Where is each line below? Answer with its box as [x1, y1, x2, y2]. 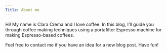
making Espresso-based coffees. [5, 32, 74, 38]
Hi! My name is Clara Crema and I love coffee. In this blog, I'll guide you [5, 21, 154, 27]
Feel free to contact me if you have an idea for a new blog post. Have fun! [5, 41, 159, 48]
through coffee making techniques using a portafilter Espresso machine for [5, 26, 162, 33]
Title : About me [5, 7, 39, 13]
